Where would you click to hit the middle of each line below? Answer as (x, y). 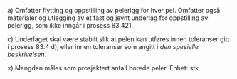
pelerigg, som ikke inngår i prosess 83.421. (70, 25)
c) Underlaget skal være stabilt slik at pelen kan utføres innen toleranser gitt (118, 39)
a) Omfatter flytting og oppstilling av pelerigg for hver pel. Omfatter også (114, 10)
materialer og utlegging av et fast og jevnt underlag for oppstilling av (108, 18)
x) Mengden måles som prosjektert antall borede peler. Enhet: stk (103, 68)
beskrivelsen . (27, 54)
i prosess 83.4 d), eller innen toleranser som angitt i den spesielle (103, 47)
